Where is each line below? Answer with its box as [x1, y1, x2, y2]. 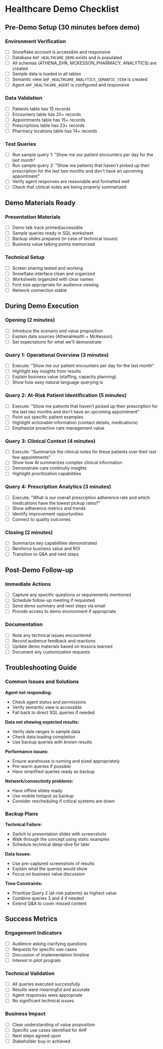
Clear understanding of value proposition [12, 1021, 95, 1027]
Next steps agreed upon [12, 1032, 61, 1039]
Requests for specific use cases [12, 946, 77, 952]
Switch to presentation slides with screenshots [12, 831, 107, 837]
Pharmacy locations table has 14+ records [12, 128, 97, 134]
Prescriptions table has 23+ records [12, 122, 85, 128]
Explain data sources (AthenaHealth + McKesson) [12, 333, 113, 339]
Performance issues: [5, 748, 49, 754]
